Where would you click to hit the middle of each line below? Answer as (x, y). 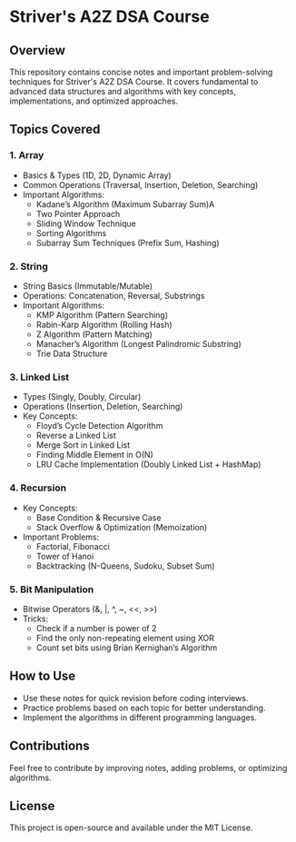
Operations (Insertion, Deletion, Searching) (103, 407)
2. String (29, 266)
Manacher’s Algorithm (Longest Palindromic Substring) (139, 343)
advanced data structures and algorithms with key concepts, (123, 91)
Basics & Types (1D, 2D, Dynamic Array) (97, 175)
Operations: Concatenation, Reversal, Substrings (113, 295)
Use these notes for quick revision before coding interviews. (135, 698)
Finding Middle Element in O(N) (95, 455)
